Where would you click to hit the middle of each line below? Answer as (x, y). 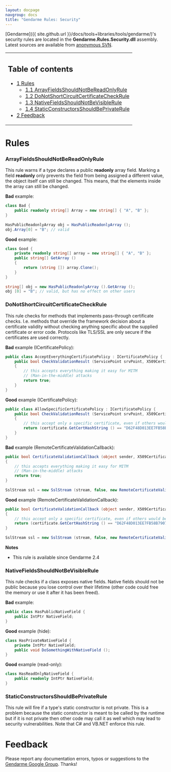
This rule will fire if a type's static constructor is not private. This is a (77, 708)
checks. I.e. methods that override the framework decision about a (75, 321)
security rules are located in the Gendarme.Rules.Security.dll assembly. (82, 39)
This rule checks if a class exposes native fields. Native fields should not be (85, 582)
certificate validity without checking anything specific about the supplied (81, 326)
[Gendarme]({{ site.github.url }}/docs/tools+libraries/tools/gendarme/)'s (81, 34)
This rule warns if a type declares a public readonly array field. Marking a (82, 170)
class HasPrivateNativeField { (38, 640)
